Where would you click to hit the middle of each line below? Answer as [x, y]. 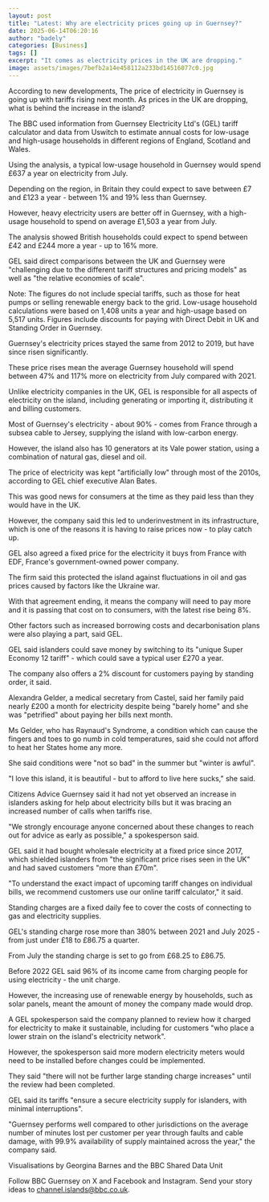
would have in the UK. [45, 505]
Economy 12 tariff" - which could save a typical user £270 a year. [116, 658]
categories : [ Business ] [48, 46]
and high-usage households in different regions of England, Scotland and [130, 141]
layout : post [30, 16]
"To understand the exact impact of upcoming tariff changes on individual [130, 883]
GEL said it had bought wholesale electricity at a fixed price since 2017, [126, 850]
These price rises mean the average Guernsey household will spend [121, 367]
